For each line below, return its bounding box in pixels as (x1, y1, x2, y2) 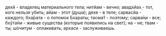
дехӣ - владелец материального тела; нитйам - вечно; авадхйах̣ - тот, (5, 4, 154, 10)
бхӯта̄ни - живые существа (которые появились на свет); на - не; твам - (5, 20, 159, 26)
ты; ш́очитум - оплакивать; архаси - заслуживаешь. (5, 25, 115, 31)
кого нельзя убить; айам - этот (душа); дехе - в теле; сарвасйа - (5, 9, 142, 15)
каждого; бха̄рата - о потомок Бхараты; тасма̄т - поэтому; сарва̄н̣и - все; (5, 15, 161, 20)
